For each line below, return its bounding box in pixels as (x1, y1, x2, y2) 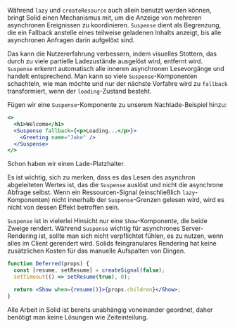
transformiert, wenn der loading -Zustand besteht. (7, 87, 152, 95)
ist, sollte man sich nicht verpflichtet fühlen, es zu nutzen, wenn (38, 232, 224, 240)
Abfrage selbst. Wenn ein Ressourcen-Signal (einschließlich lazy (7, 188, 196, 196)
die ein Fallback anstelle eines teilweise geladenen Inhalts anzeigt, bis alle (7, 28, 222, 37)
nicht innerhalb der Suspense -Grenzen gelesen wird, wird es (51, 196, 225, 204)
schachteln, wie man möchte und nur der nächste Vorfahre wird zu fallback (7, 80, 228, 87)
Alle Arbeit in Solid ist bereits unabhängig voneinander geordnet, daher (7, 305, 213, 314)
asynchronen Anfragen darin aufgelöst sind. (7, 36, 135, 44)
